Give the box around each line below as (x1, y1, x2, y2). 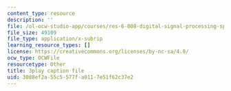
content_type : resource (7, 10, 76, 17)
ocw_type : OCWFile (7, 55, 60, 62)
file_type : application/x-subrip (7, 36, 103, 42)
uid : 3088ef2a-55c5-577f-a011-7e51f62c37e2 (7, 73, 134, 81)
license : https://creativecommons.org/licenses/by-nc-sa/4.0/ (7, 49, 189, 55)
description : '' (7, 16, 54, 23)
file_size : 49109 (7, 29, 57, 36)
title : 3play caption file (7, 67, 85, 74)
